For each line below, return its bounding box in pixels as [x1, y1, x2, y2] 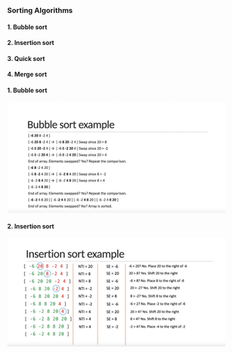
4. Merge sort [7, 70, 47, 78]
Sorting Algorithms [7, 6, 73, 15]
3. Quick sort [7, 54, 45, 62]
